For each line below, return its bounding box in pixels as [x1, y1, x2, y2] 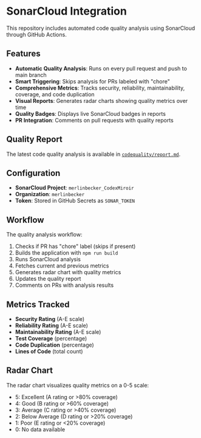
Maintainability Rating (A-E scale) [15, 328, 101, 336]
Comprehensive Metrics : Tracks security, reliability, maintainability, [15, 84, 185, 91]
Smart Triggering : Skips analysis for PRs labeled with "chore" [15, 77, 170, 85]
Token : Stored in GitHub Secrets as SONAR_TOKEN [15, 197, 135, 205]
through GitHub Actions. [6, 30, 67, 38]
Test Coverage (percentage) [15, 335, 87, 342]
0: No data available [15, 425, 66, 433]
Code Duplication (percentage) [15, 341, 94, 348]
